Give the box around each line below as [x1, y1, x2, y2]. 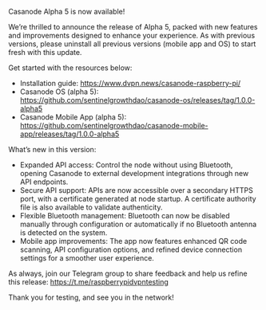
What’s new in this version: [8, 145, 97, 154]
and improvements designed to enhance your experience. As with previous [8, 31, 256, 40]
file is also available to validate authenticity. [19, 202, 163, 212]
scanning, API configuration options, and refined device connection [19, 245, 242, 254]
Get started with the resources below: [8, 63, 133, 73]
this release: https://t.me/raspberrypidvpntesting [8, 277, 169, 286]
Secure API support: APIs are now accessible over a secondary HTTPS [19, 186, 253, 194]
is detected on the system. [19, 228, 108, 237]
